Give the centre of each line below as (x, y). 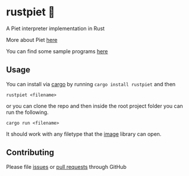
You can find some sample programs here (57, 51)
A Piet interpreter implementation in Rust (56, 28)
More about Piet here (32, 40)
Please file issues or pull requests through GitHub (66, 167)
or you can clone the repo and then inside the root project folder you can (94, 106)
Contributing (30, 153)
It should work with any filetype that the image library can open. (84, 134)
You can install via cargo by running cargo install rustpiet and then (91, 84)
